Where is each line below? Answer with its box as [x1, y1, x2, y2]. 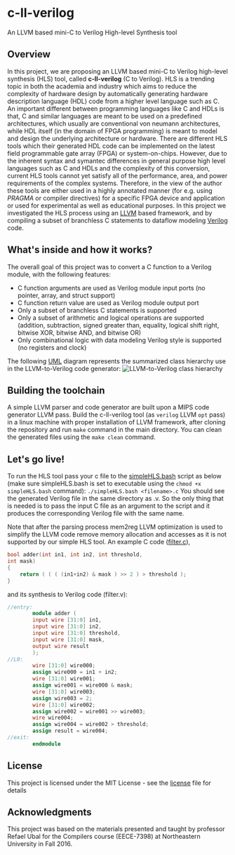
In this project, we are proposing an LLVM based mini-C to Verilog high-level [7, 67, 228, 75]
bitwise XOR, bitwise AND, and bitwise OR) [17, 328, 142, 337]
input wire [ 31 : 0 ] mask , [32, 636, 105, 643]
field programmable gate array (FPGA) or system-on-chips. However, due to [7, 149, 227, 157]
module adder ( [32, 610, 77, 617]
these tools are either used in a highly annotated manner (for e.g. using [7, 186, 213, 194]
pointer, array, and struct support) [17, 291, 116, 299]
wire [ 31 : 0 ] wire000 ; [32, 662, 96, 669]
